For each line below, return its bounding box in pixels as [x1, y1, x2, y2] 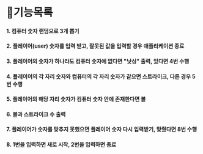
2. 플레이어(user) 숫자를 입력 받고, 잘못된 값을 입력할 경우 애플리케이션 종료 [6, 42, 185, 50]
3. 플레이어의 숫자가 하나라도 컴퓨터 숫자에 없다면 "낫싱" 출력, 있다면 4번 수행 [6, 57, 190, 65]
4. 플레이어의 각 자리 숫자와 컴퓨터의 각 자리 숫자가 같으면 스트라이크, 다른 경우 [6, 73, 191, 80]
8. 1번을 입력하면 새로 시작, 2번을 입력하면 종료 [6, 141, 117, 148]
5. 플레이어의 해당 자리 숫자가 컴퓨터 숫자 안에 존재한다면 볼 [6, 95, 146, 103]
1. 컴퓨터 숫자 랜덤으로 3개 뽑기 [6, 27, 79, 34]
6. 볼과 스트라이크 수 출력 [6, 111, 66, 118]
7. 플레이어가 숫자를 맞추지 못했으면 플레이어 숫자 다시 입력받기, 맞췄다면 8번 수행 [6, 126, 197, 133]
